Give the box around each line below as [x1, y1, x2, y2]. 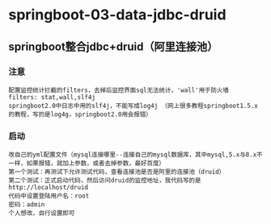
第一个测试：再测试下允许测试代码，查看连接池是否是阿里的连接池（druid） [8, 168, 226, 176]
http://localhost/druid [8, 184, 89, 192]
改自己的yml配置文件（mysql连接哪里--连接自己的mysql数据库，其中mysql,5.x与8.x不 [8, 151, 263, 159]
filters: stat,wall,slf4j [8, 93, 95, 102]
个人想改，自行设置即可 [8, 209, 75, 218]
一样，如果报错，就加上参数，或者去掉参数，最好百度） [8, 160, 166, 168]
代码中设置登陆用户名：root [8, 192, 90, 201]
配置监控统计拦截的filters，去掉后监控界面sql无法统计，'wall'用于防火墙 [8, 86, 229, 94]
